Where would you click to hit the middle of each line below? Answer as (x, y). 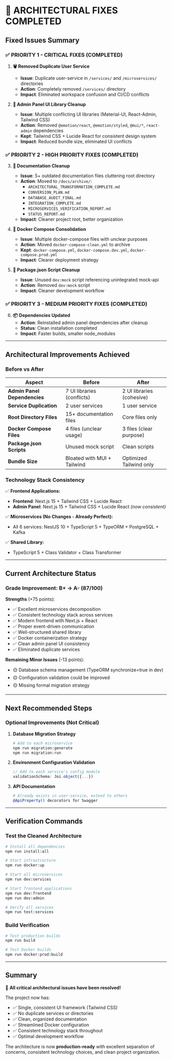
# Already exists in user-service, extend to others (70, 796)
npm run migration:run (37, 753)
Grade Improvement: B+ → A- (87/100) (54, 588)
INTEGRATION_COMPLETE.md (55, 204)
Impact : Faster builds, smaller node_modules (68, 334)
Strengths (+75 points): (30, 599)
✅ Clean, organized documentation (50, 1019)
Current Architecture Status (51, 573)
